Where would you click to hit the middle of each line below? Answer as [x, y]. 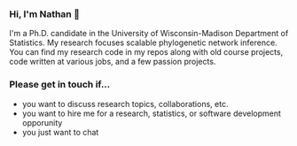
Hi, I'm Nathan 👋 [44, 14]
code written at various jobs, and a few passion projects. [113, 62]
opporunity [42, 122]
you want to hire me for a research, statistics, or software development [152, 113]
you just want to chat [60, 132]
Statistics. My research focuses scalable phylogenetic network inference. [143, 42]
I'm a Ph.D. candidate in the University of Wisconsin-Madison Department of [149, 34]
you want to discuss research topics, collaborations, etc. [125, 104]
